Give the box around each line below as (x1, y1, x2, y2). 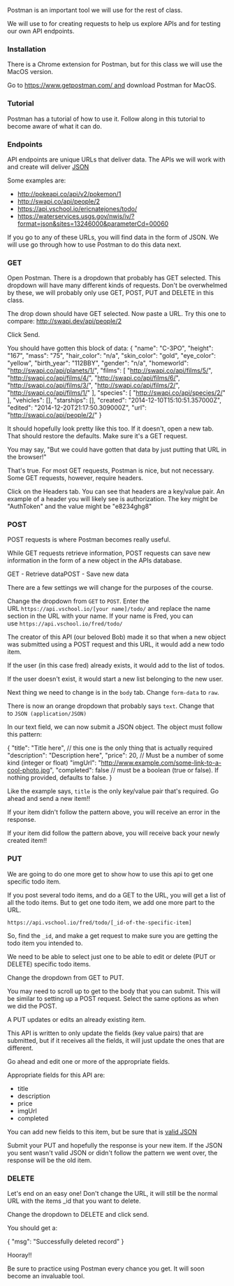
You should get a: (7, 1224, 58, 1232)
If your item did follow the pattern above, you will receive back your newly (7, 829, 220, 837)
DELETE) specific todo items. (7, 960, 91, 968)
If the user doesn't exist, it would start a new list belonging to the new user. (7, 674, 224, 684)
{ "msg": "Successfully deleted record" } (7, 1237, 124, 1246)
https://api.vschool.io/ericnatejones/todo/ (17, 204, 138, 212)
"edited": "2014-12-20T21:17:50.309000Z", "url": (7, 403, 147, 412)
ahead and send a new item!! (7, 795, 91, 803)
